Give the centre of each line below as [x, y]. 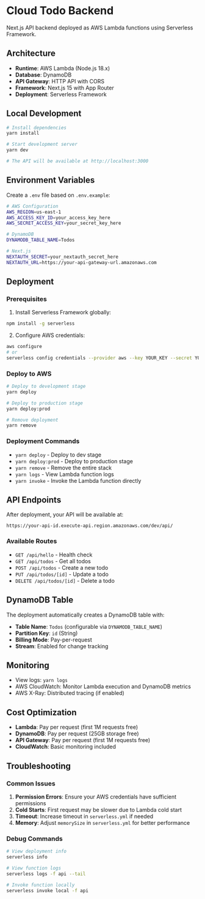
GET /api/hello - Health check [54, 555]
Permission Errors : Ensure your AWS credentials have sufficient [96, 797]
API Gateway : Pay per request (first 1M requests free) [83, 740]
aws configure [24, 347]
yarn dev [17, 150]
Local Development [44, 114]
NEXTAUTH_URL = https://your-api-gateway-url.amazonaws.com [81, 262]
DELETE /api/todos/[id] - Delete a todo [65, 580]
